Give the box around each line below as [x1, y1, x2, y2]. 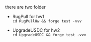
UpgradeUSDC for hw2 [12, 27, 60, 33]
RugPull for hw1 [12, 14, 45, 19]
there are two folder [5, 4, 46, 10]
